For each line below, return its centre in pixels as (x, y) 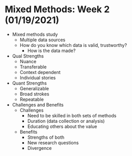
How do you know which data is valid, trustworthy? (73, 45)
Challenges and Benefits (38, 105)
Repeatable (32, 99)
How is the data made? (51, 50)
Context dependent (40, 72)
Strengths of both (46, 137)
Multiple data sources (43, 40)
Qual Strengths (28, 56)
